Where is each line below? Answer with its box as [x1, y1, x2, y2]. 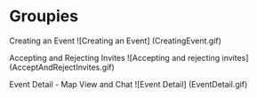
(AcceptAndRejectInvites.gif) [9, 62, 116, 72]
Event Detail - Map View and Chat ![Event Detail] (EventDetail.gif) [9, 79, 248, 89]
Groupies [9, 6, 78, 26]
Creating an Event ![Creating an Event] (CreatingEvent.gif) [9, 35, 222, 46]
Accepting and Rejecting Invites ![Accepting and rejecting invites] [9, 52, 249, 63]
